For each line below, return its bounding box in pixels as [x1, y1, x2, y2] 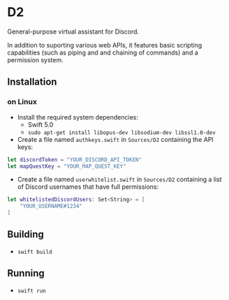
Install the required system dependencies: [17, 113, 138, 121]
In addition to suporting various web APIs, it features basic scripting [7, 41, 202, 49]
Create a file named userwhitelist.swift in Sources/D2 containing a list [17, 176, 222, 184]
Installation [7, 76, 57, 88]
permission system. [7, 55, 64, 64]
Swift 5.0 [27, 120, 54, 129]
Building [7, 229, 44, 241]
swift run [17, 287, 47, 294]
